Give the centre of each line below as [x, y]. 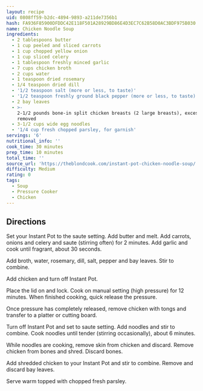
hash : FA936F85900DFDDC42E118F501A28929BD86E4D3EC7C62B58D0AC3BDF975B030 [101, 23]
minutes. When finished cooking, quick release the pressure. [82, 297]
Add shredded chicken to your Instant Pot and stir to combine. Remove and [100, 363]
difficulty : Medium [31, 169]
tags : [13, 181]
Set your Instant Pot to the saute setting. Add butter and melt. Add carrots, [99, 236]
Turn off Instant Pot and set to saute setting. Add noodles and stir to [91, 327]
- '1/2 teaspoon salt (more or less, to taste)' [74, 91]
